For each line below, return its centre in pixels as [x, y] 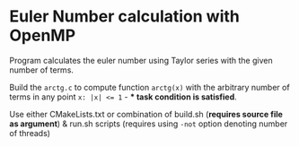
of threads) [30, 133]
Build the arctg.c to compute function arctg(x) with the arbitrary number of [149, 87]
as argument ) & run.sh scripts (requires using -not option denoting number [149, 124]
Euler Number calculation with [124, 17]
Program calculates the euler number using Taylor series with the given [141, 60]
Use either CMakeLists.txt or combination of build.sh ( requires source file [146, 114]
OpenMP [43, 35]
